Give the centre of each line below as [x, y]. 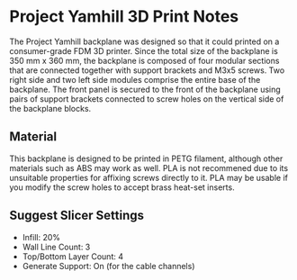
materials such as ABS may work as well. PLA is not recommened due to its [149, 167]
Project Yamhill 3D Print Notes [124, 17]
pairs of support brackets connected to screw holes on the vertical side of [147, 99]
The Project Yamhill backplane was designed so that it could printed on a [144, 41]
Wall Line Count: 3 [56, 247]
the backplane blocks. [50, 108]
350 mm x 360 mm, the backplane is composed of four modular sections [144, 60]
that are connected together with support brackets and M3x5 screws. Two [147, 70]
